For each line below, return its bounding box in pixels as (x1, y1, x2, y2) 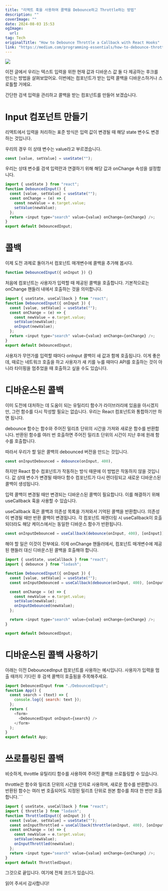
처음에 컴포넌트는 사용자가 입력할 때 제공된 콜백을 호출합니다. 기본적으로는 (5, 280, 149, 285)
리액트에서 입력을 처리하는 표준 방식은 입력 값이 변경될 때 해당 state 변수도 (5, 129, 150, 135)
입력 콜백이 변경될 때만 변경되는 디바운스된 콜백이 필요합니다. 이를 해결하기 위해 (5, 491, 160, 498)
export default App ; (5, 735, 48, 740)
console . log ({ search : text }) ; (14, 697, 81, 703)
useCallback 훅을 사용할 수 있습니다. (5, 498, 77, 504)
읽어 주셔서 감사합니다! (5, 880, 49, 886)
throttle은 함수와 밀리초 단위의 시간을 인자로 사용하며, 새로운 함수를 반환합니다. (5, 781, 158, 787)
